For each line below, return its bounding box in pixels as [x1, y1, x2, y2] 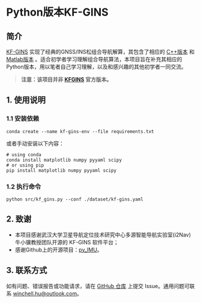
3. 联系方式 [6, 265, 47, 275]
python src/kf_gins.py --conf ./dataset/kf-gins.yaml [6, 196, 144, 202]
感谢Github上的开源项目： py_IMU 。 [14, 246, 103, 253]
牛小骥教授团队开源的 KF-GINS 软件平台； [14, 238, 119, 246]
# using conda [6, 151, 42, 157]
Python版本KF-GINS [6, 5, 109, 19]
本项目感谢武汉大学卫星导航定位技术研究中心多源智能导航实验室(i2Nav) [14, 231, 191, 238]
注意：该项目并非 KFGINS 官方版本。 [20, 76, 112, 83]
